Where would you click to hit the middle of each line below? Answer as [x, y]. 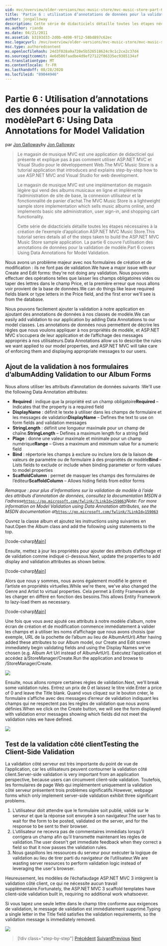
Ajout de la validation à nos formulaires [67, 367]
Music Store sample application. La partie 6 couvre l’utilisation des [85, 242]
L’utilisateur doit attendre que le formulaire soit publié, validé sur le [81, 810]
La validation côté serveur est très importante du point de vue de [72, 764]
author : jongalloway [27, 19]
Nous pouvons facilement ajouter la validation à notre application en [75, 309]
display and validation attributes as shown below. [55, 561]
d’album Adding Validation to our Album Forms [78, 375]
